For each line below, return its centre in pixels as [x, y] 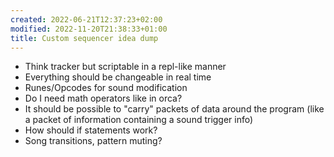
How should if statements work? [91, 130]
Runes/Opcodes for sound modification [106, 88]
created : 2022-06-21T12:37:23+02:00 [86, 19]
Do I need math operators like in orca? [103, 98]
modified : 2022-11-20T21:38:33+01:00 [89, 29]
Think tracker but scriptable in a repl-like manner [125, 67]
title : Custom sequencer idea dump [84, 38]
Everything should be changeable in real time [118, 77]
